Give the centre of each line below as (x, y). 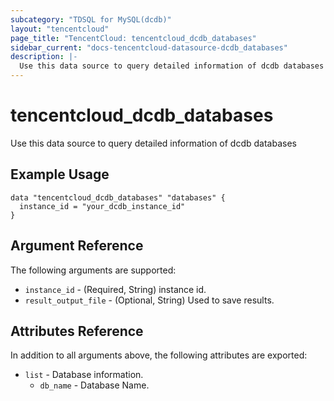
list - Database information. (84, 375)
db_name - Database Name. (94, 385)
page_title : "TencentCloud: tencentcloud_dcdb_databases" (133, 38)
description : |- (44, 57)
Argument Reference (77, 246)
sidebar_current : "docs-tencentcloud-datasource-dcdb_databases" (149, 47)
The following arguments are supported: (93, 270)
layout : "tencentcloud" (60, 29)
